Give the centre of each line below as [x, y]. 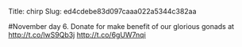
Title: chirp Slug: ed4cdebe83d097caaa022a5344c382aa [102, 11]
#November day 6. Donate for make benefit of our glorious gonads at [121, 26]
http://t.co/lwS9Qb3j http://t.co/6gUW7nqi [77, 35]
